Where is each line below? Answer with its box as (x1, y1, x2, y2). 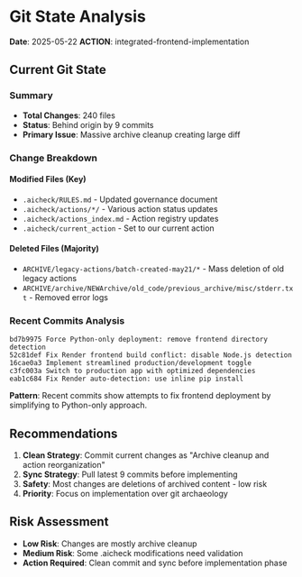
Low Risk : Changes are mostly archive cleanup (22, 538, 197, 549)
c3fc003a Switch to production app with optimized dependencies (9, 367, 256, 376)
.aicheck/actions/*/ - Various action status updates (22, 203, 218, 214)
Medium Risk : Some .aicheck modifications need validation (22, 547, 243, 558)
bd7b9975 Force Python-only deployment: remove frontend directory (9, 335, 269, 344)
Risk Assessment (9, 514, 109, 529)
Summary (9, 89, 54, 102)
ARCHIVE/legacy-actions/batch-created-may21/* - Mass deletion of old (22, 263, 285, 274)
